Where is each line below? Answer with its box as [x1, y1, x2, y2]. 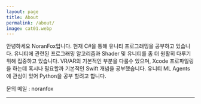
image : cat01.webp [6, 25, 52, 32]
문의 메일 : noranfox [6, 85, 54, 93]
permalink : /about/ [6, 20, 55, 26]
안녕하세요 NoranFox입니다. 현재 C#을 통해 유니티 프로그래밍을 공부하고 [6, 42, 175, 50]
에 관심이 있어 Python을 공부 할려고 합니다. [6, 72, 106, 79]
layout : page [6, 8, 39, 15]
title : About [6, 14, 39, 20]
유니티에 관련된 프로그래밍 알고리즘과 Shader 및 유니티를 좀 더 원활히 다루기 [14, 50, 191, 57]
